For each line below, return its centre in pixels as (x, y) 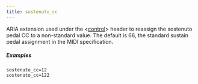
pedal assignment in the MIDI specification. (60, 41)
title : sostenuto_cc (32, 12)
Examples (19, 55)
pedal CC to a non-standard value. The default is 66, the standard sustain (97, 35)
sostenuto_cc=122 (28, 75)
